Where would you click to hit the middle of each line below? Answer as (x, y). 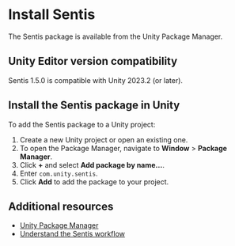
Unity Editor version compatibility (93, 61)
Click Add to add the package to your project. (94, 182)
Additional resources (61, 206)
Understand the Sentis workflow (72, 234)
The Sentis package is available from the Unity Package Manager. (116, 36)
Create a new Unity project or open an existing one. (104, 139)
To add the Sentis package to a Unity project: (82, 124)
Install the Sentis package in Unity (94, 106)
